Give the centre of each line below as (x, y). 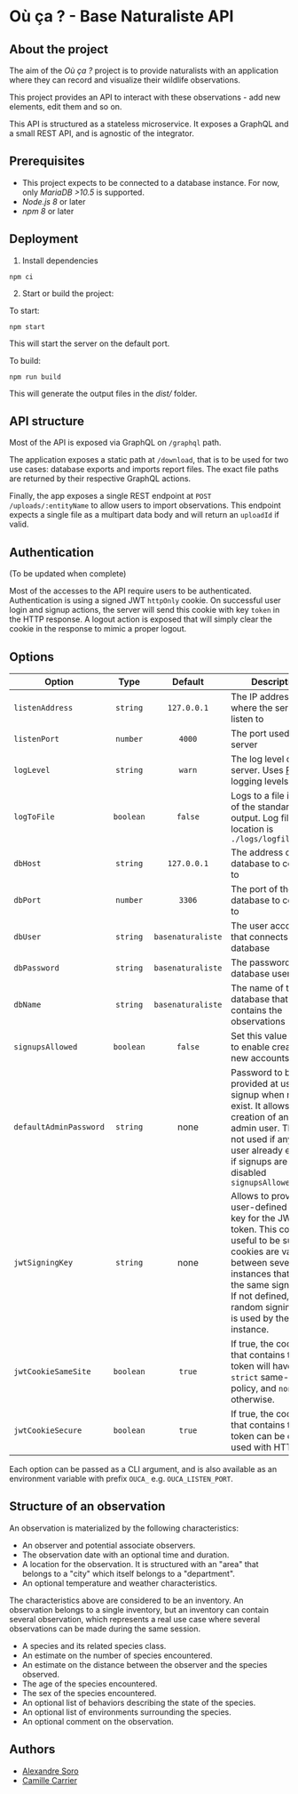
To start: (24, 310)
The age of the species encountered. (90, 1684)
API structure (47, 421)
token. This (254, 1229)
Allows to (250, 1196)
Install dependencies (60, 261)
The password (260, 962)
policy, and (253, 1388)
